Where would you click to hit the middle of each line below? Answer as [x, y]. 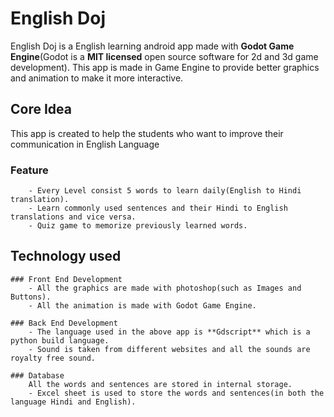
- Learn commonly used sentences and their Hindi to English [158, 208]
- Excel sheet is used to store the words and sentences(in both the [176, 393]
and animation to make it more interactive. [97, 78]
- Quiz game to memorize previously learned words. [138, 226]
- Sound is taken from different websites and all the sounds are [169, 349]
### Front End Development [66, 279]
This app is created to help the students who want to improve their [147, 133]
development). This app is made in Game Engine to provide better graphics [165, 67]
